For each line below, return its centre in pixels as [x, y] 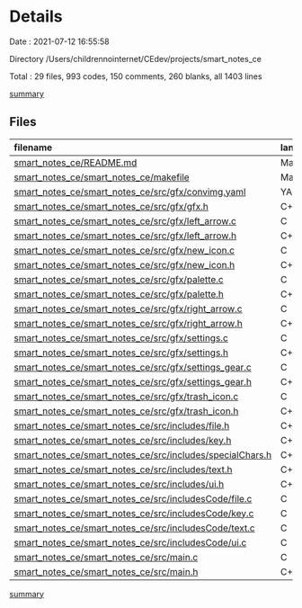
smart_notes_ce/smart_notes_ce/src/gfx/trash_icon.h [126, 411]
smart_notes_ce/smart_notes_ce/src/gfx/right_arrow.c [128, 308]
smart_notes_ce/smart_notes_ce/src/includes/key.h [123, 440]
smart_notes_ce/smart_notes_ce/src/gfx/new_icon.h [124, 264]
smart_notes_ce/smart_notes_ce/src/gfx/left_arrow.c [125, 220]
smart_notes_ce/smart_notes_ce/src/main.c [106, 557]
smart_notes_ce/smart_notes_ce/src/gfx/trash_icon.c [126, 396]
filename [33, 148]
